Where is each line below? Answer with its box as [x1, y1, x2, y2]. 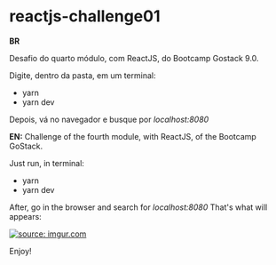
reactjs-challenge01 [9, 6, 162, 27]
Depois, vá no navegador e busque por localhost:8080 [9, 114, 209, 124]
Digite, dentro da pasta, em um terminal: [9, 69, 156, 81]
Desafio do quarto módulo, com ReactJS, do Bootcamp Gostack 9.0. [9, 52, 259, 63]
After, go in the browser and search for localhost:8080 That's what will [9, 202, 268, 213]
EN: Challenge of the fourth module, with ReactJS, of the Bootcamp [9, 131, 257, 141]
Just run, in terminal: [9, 157, 84, 168]
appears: [9, 211, 42, 221]
